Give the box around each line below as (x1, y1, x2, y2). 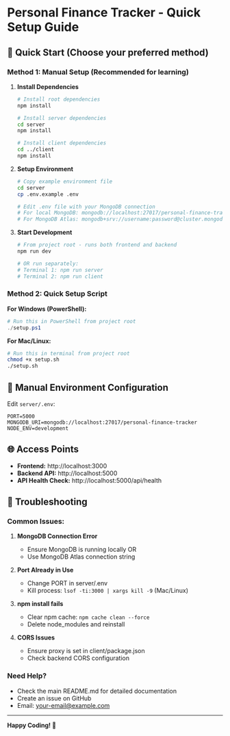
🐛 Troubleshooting (7, 496, 88, 508)
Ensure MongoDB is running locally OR (27, 546, 137, 554)
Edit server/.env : (7, 399, 55, 408)
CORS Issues (16, 633, 55, 642)
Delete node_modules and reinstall (27, 620, 125, 629)
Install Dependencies (16, 82, 79, 90)
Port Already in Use (16, 566, 74, 574)
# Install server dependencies (16, 114, 107, 121)
